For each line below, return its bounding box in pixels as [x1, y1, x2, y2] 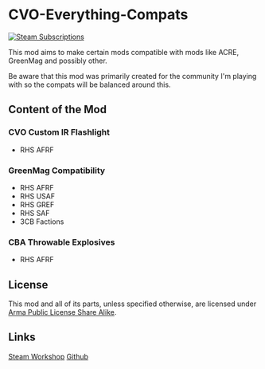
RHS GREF [19, 199, 55, 209]
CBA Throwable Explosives [8, 237, 115, 248]
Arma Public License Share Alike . [8, 308, 117, 317]
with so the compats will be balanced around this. [8, 80, 171, 89]
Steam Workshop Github [8, 351, 89, 361]
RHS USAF [19, 191, 56, 201]
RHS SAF [19, 208, 50, 218]
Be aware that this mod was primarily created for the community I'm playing [8, 71, 257, 80]
